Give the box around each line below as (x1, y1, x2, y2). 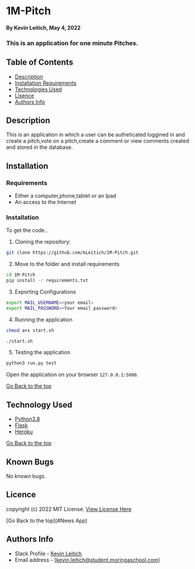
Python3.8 (14, 415, 40, 422)
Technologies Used (14, 85, 62, 93)
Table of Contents (6, 58, 74, 68)
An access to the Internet (14, 199, 77, 206)
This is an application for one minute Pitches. (6, 39, 139, 47)
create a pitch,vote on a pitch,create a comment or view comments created (6, 138, 189, 145)
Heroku (14, 428, 33, 436)
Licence (6, 489, 37, 500)
